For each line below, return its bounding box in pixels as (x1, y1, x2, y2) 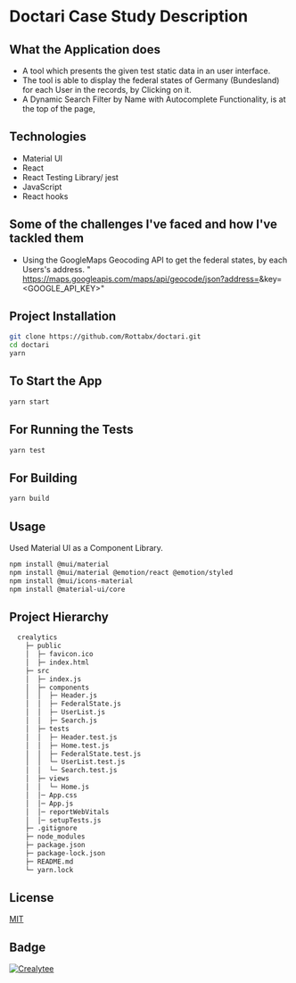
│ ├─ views (25, 774, 70, 783)
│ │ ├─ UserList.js (25, 708, 105, 717)
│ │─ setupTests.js (25, 815, 102, 825)
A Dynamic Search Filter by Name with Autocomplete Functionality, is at (21, 94, 287, 104)
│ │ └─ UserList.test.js (25, 757, 126, 767)
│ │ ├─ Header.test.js (25, 732, 118, 742)
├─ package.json (25, 841, 86, 850)
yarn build (9, 494, 50, 504)
